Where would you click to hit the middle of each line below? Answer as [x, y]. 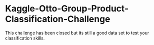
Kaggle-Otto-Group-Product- [67, 9]
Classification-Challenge [58, 19]
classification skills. [25, 38]
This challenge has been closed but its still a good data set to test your [77, 33]
